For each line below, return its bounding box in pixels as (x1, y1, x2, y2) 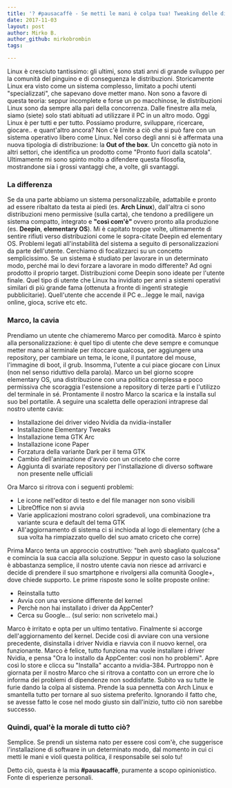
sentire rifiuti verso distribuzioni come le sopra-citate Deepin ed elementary (7, 232, 223, 240)
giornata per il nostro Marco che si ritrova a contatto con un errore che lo (7, 668, 215, 677)
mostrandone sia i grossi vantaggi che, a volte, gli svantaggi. (7, 163, 180, 171)
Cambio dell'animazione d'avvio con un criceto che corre (17, 454, 180, 463)
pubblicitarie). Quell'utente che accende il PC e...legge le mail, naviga (7, 291, 205, 299)
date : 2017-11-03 (7, 17, 57, 23)
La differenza (7, 180, 53, 189)
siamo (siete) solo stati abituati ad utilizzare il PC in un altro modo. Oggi (7, 111, 210, 119)
